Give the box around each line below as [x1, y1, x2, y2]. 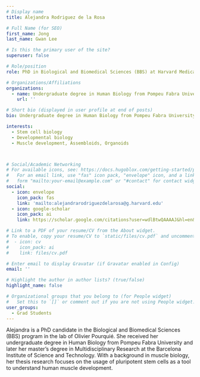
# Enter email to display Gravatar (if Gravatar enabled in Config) [6, 260, 180, 266]
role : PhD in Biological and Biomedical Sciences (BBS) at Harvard [6, 69, 177, 75]
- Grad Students [11, 310, 52, 316]
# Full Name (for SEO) [6, 25, 62, 31]
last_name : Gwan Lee [6, 36, 58, 42]
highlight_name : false [6, 283, 62, 289]
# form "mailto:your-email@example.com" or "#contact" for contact [6, 178, 183, 184]
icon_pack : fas [17, 195, 55, 201]
